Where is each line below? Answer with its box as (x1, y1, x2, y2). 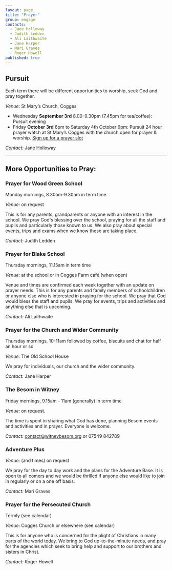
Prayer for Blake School (5, 250, 65, 257)
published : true (5, 55, 40, 60)
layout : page (5, 7, 33, 13)
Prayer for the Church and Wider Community (5, 327, 119, 334)
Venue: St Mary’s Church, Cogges (5, 103, 77, 109)
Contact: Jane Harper (5, 373, 51, 379)
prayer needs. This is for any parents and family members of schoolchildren (5, 288, 165, 294)
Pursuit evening (12, 118, 46, 125)
